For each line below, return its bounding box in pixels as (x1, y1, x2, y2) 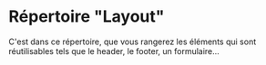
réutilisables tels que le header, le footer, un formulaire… (8, 45, 220, 56)
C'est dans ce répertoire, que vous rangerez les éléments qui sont (8, 36, 257, 47)
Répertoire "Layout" (8, 6, 165, 27)
